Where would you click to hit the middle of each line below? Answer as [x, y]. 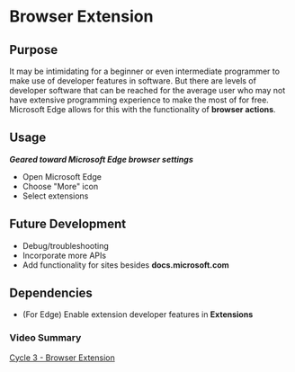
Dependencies [51, 293]
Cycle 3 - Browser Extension [62, 358]
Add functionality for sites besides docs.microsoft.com [125, 265]
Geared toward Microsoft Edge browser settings [101, 159]
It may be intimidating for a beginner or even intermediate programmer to [145, 71]
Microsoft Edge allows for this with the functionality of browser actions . [143, 109]
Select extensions [55, 196]
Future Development [68, 224]
